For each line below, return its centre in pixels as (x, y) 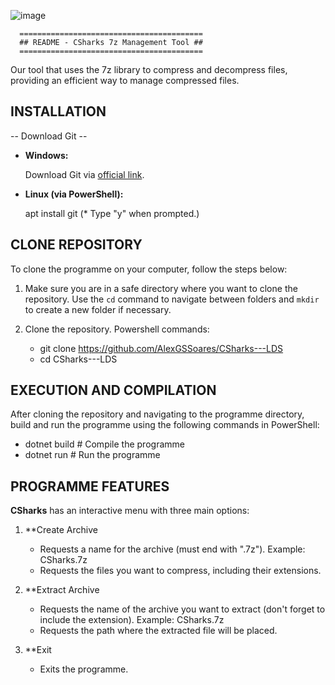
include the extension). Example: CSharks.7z (132, 620)
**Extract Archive (62, 590)
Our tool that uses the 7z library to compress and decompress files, (149, 69)
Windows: (46, 155)
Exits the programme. (84, 669)
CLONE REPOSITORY (76, 245)
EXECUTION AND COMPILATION (113, 390)
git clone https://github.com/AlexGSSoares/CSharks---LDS (161, 348)
